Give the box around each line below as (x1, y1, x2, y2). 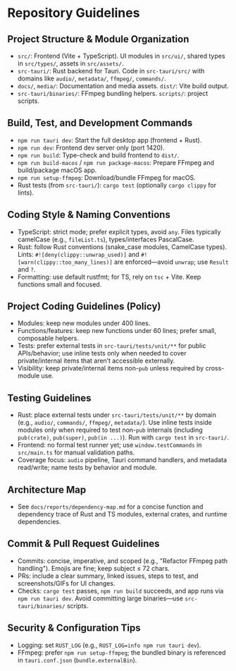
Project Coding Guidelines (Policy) (7, 301, 161, 313)
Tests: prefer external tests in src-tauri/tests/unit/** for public (17, 341, 206, 350)
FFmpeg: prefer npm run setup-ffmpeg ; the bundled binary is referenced (17, 648, 226, 657)
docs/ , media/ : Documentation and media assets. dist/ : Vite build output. (17, 82, 229, 90)
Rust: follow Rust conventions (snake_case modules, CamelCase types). (17, 242, 228, 251)
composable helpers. (17, 334, 79, 343)
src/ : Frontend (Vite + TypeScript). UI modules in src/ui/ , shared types (17, 52, 225, 60)
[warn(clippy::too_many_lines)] (17, 259, 113, 266)
